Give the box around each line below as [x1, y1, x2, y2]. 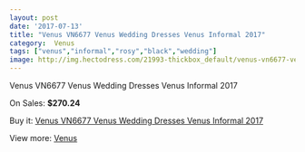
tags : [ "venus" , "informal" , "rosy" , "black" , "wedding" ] [9, 47, 218, 56]
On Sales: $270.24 [9, 98, 81, 109]
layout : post [9, 13, 59, 23]
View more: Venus [9, 133, 78, 143]
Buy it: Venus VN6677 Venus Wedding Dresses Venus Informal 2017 [9, 115, 264, 126]
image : [9, 55, 34, 64]
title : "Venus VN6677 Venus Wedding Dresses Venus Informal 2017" [9, 30, 266, 39]
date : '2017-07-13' [9, 22, 84, 31]
